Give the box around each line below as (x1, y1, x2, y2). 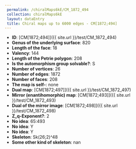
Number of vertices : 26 (11, 66, 61, 72)
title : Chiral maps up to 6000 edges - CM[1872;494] (6, 21, 118, 26)
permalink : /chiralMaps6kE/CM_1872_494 (6, 7, 89, 12)
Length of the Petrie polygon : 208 (11, 55, 82, 62)
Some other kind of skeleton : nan (11, 139, 81, 146)
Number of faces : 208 (11, 76, 58, 82)
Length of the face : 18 (11, 45, 58, 51)
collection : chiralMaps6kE (6, 12, 63, 17)
